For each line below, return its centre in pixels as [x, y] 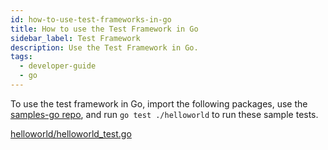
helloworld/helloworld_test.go [71, 133]
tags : [21, 57]
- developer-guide [58, 66]
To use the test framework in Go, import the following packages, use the [159, 103]
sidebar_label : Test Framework [75, 38]
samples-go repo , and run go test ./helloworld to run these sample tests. [164, 114]
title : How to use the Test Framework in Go [104, 29]
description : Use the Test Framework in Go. [104, 47]
